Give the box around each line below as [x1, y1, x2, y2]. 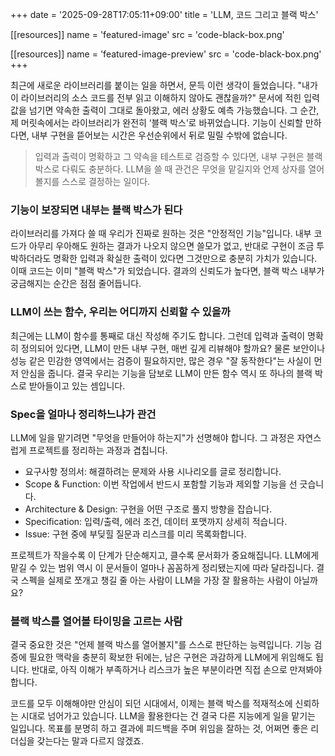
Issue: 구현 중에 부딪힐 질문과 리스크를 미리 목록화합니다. [24, 528, 247, 540]
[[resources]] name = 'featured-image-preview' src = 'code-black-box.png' [10, 48, 322, 60]
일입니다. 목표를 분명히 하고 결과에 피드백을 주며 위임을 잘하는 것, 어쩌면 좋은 [10, 723, 309, 735]
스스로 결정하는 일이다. [61, 176, 151, 187]
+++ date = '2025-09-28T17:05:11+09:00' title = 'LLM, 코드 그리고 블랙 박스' [10, 9, 319, 20]
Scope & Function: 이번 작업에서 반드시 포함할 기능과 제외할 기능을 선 [24, 478, 298, 490]
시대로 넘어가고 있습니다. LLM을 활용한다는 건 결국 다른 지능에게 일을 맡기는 [20, 710, 316, 722]
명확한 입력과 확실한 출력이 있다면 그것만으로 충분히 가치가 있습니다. [53, 253, 318, 265]
